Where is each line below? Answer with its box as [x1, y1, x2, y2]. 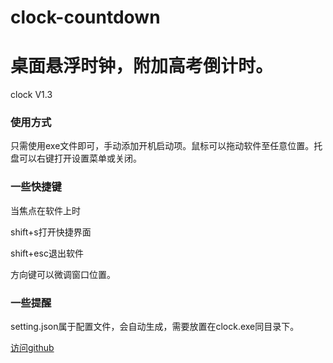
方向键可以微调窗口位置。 [10, 268, 116, 280]
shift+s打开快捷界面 [10, 226, 92, 238]
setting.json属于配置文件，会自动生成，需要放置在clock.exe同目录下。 [10, 321, 300, 333]
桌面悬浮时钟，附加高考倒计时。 [10, 55, 274, 78]
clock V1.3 [10, 89, 53, 101]
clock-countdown [10, 6, 161, 29]
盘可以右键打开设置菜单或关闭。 [10, 152, 142, 165]
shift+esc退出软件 [10, 247, 84, 259]
